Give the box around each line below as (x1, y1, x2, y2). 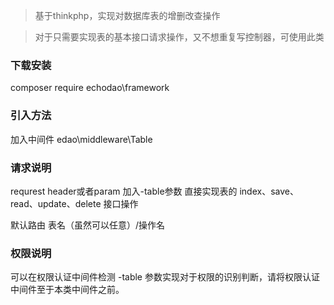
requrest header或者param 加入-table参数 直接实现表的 (10, 185, 238, 197)
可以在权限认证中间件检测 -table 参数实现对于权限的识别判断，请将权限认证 (10, 271, 320, 283)
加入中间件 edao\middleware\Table (10, 133, 153, 145)
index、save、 (239, 185, 299, 197)
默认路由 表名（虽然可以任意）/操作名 (10, 219, 165, 231)
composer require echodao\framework (10, 82, 170, 94)
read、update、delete (10, 197, 102, 209)
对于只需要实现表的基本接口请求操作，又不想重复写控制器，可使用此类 (34, 31, 325, 43)
